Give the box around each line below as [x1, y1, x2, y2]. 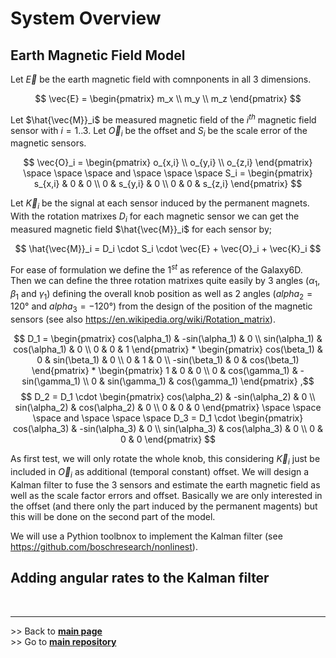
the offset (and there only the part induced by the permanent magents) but [10, 500, 318, 512]
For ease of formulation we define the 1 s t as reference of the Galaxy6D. [10, 262, 303, 276]
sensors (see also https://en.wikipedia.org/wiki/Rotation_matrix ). [10, 313, 276, 326]
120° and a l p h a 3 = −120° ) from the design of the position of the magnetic [10, 300, 313, 315]
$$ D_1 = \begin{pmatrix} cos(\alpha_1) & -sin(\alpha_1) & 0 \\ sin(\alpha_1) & [13, 333, 323, 345]
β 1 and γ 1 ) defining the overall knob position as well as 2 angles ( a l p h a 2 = [10, 287, 313, 302]
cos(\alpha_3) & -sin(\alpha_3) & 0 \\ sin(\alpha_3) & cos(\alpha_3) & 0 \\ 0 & [12, 423, 324, 435]
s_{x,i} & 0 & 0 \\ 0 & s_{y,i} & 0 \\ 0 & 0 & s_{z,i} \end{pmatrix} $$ [33, 178, 303, 190]
